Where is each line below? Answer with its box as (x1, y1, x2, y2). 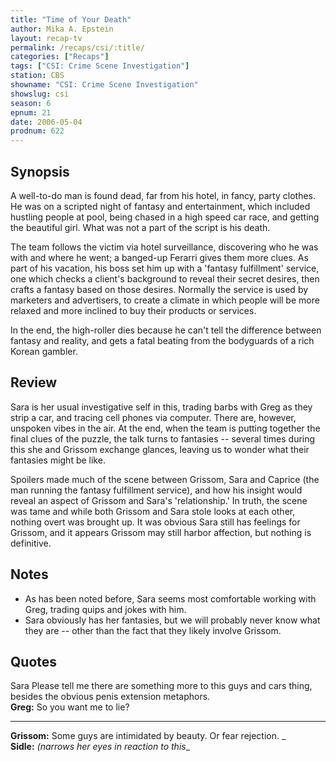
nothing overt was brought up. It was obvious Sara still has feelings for (10, 516, 301, 528)
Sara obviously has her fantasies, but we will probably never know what (24, 614, 321, 626)
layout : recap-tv (10, 33, 83, 43)
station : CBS (10, 71, 65, 81)
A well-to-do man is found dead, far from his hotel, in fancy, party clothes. (10, 189, 316, 201)
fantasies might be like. (10, 454, 106, 466)
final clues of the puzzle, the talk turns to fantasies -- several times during (10, 432, 316, 445)
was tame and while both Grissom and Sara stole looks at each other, (10, 505, 296, 517)
